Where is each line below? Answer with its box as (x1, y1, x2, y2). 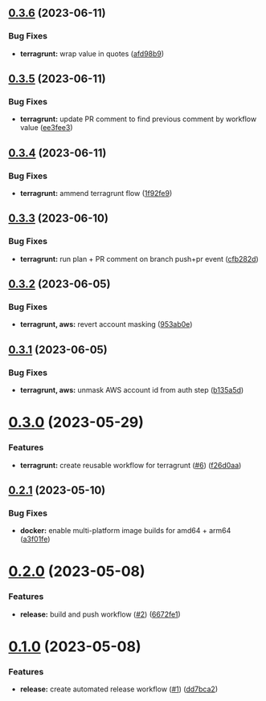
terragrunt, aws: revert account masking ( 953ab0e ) (19, 320, 193, 329)
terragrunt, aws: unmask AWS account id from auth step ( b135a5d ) (19, 385, 244, 395)
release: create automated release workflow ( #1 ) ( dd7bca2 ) (19, 684, 219, 694)
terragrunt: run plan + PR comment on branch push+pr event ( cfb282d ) (19, 254, 259, 263)
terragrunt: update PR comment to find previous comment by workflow (19, 114, 257, 124)
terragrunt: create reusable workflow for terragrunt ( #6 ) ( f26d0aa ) (19, 460, 242, 470)
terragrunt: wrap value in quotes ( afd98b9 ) (19, 48, 165, 59)
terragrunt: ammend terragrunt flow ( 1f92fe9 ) (19, 189, 173, 198)
